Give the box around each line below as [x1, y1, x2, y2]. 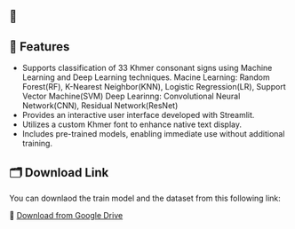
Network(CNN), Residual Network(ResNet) [21, 100, 179, 111]
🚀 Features [9, 39, 70, 54]
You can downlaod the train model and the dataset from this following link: [9, 193, 282, 204]
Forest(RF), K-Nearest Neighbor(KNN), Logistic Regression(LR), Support [21, 82, 286, 92]
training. [21, 138, 53, 149]
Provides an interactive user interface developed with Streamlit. [21, 110, 255, 121]
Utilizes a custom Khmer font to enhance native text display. [21, 119, 243, 130]
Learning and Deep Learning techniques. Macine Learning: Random [21, 72, 270, 83]
